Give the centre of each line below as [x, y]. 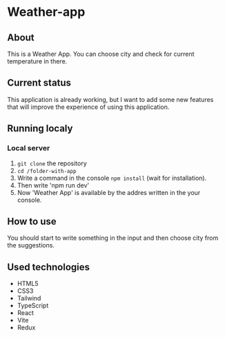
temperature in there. [37, 61]
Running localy [40, 129]
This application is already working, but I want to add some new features [110, 99]
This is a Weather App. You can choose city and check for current [101, 54]
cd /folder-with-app [47, 171]
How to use [32, 221]
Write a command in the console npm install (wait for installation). [112, 178]
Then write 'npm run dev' [53, 185]
